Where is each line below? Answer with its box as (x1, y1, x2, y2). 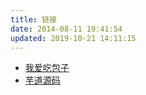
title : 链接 (10, 14, 57, 25)
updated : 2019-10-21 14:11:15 (10, 33, 137, 43)
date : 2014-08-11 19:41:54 (10, 24, 123, 34)
